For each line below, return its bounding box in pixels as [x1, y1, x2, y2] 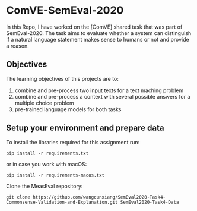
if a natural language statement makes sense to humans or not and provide [6, 36, 189, 43]
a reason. [6, 42, 30, 49]
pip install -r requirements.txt [6, 150, 89, 156]
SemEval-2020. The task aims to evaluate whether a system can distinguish [6, 29, 192, 36]
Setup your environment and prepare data [6, 123, 164, 133]
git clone [6, 194, 31, 200]
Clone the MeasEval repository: [6, 182, 83, 190]
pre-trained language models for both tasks [14, 105, 122, 113]
